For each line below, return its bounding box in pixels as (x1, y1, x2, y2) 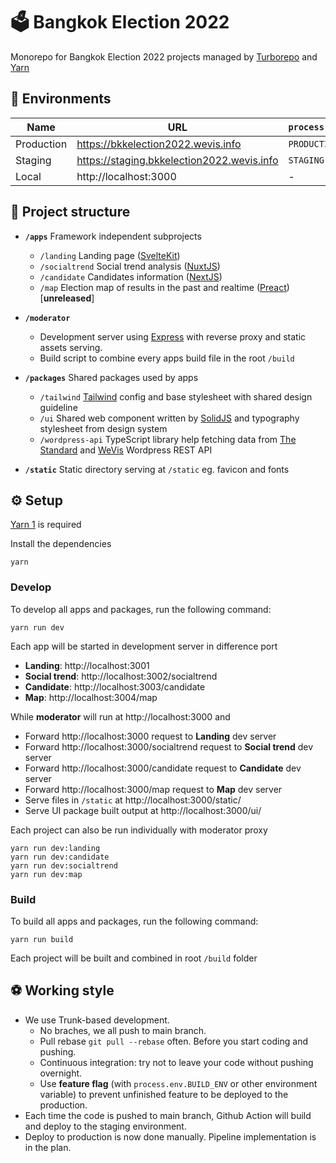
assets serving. (39, 341, 103, 353)
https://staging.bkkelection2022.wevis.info (76, 153, 279, 167)
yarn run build (10, 934, 74, 944)
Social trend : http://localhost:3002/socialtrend (24, 670, 218, 682)
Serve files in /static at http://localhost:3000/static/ (24, 794, 242, 806)
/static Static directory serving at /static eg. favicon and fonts (24, 463, 290, 475)
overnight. (39, 1067, 83, 1079)
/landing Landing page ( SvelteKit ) (39, 249, 181, 261)
